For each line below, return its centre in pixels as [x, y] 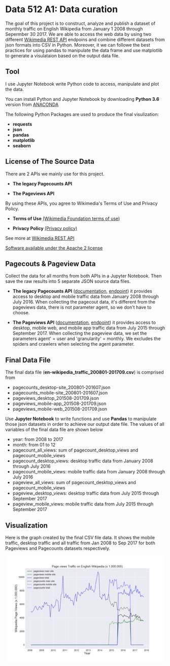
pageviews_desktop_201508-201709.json [56, 398]
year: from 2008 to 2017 [38, 439]
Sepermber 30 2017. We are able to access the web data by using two [78, 34]
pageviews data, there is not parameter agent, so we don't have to [82, 307]
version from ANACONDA [32, 104]
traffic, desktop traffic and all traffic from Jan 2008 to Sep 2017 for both [80, 543]
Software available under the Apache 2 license [54, 248]
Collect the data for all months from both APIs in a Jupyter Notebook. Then [83, 276]
